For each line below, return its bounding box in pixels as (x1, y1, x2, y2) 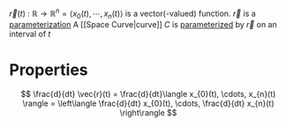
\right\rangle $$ (119, 108, 177, 118)
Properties (9, 60, 88, 79)
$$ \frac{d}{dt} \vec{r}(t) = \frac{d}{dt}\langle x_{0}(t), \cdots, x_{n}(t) (20, 89, 276, 100)
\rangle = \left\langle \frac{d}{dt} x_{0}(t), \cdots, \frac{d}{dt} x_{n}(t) (21, 98, 275, 108)
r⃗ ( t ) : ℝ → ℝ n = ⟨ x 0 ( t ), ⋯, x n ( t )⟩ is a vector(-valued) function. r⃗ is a (9, 7, 256, 20)
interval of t (9, 29, 51, 40)
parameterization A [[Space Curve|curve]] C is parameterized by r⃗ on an (9, 19, 277, 30)
